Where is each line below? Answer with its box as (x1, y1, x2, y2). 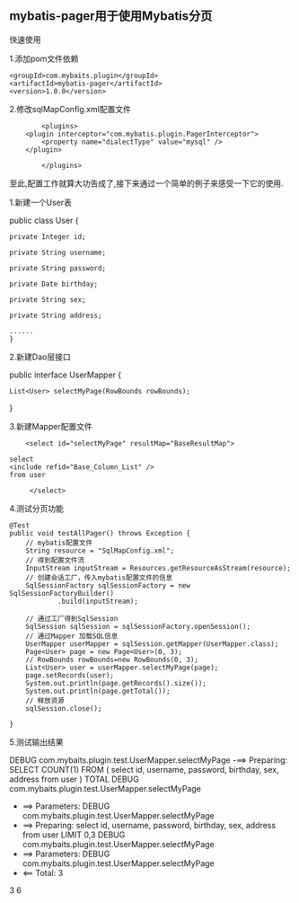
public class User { (9, 215, 79, 226)
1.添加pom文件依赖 (9, 53, 79, 64)
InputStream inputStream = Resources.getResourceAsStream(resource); (25, 563, 292, 572)
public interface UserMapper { (9, 369, 122, 380)
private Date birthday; (9, 279, 99, 288)
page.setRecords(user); (25, 670, 115, 680)
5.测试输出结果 (9, 736, 64, 748)
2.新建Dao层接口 (9, 351, 71, 362)
